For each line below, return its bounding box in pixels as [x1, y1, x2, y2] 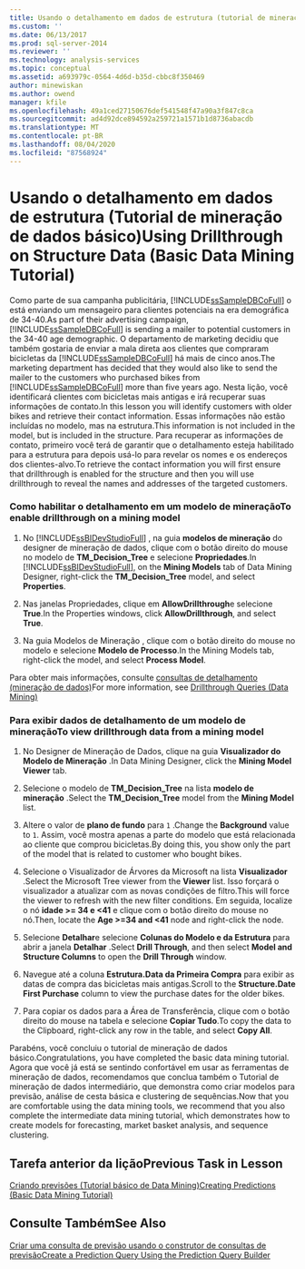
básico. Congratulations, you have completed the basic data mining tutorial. [9, 1052, 290, 1063]
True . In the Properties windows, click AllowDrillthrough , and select [22, 607, 277, 618]
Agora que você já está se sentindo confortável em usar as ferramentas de [9, 1062, 290, 1073]
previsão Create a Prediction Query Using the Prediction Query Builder [9, 1249, 271, 1260]
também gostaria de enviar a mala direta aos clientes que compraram [9, 342, 270, 354]
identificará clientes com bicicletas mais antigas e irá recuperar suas [9, 391, 266, 402]
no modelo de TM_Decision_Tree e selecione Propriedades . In [22, 551, 257, 563]
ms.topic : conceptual [9, 64, 92, 74]
